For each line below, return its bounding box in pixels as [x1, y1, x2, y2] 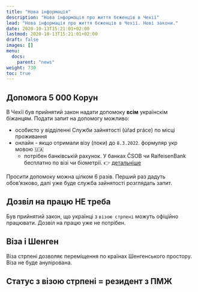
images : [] [6, 43, 34, 49]
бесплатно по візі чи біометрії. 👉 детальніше [23, 159, 142, 166]
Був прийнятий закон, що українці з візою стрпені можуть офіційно [6, 213, 179, 220]
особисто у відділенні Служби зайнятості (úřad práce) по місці [14, 127, 175, 134]
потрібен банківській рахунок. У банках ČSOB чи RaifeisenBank [23, 153, 186, 160]
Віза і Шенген [6, 237, 59, 247]
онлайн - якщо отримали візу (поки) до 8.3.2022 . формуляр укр [14, 139, 178, 147]
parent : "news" [17, 59, 55, 65]
